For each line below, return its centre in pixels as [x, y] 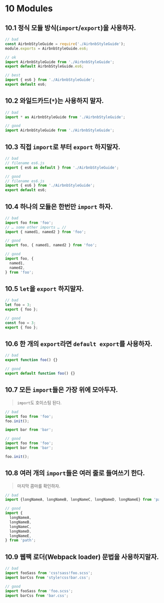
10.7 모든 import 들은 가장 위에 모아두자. [61, 390]
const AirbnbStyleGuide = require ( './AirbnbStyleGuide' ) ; [65, 44]
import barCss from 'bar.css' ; [37, 596]
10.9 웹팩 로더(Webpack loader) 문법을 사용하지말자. [82, 557]
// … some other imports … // [36, 227]
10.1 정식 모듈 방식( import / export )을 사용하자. [71, 28]
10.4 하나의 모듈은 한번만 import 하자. [59, 206]
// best [13, 75]
